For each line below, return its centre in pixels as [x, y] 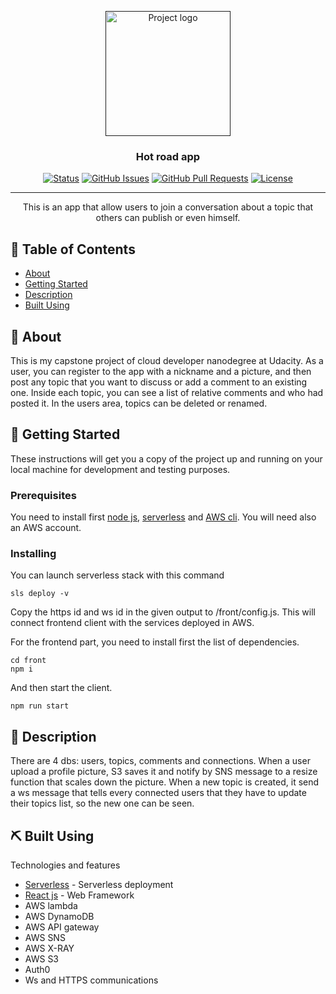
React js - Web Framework [79, 895]
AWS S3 [42, 958]
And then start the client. [61, 688]
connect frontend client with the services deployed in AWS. [132, 623]
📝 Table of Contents [73, 249]
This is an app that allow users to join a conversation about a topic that [168, 207]
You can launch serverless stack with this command [117, 575]
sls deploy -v [40, 594]
